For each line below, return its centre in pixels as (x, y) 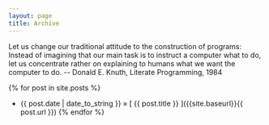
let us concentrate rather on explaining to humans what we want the (122, 63)
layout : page (30, 16)
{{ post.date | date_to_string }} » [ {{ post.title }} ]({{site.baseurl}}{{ (131, 103)
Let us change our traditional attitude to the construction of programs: (125, 46)
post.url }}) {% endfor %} (62, 112)
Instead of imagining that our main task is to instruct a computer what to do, (135, 55)
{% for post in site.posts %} (55, 87)
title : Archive (34, 23)
